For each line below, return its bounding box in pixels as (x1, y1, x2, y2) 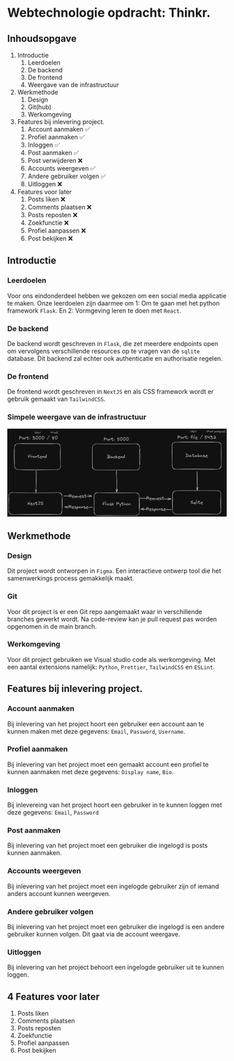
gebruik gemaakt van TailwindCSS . (7, 395, 106, 403)
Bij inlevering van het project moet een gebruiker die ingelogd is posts (7, 841, 208, 850)
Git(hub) (27, 103, 52, 111)
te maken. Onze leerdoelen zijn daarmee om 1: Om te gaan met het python (7, 299, 220, 307)
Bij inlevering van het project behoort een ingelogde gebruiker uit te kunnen (7, 963, 224, 972)
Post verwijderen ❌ (27, 157, 83, 164)
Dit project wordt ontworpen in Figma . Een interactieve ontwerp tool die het (7, 567, 221, 575)
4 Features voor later (7, 991, 100, 1003)
